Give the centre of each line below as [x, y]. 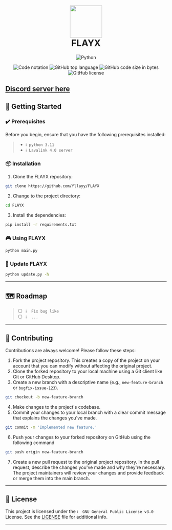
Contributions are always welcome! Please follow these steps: [71, 351]
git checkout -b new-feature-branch [44, 397]
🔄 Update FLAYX [26, 264]
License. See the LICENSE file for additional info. [57, 517]
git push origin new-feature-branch [44, 452]
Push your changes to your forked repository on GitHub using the [82, 437]
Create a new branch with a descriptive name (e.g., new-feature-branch [88, 382]
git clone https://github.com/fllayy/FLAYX [52, 186]
